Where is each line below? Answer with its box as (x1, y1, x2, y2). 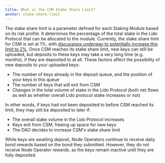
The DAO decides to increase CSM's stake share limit (12, 127, 120, 133)
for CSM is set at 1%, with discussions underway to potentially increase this (5, 41, 158, 47)
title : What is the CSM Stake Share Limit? (5, 7, 96, 12)
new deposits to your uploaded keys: (5, 62, 80, 68)
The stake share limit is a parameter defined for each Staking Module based (5, 25, 159, 31)
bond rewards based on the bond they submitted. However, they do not (5, 141, 150, 147)
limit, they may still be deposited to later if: (5, 107, 91, 113)
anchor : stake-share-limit (5, 12, 60, 17)
